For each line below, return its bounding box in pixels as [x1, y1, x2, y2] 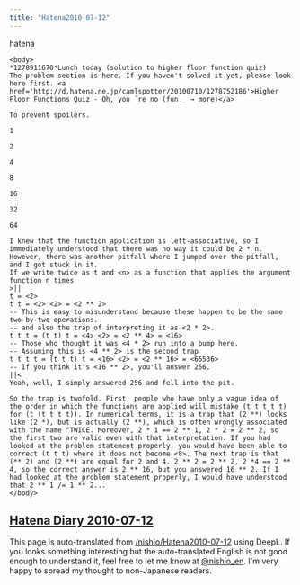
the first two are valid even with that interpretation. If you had [9, 433, 271, 442]
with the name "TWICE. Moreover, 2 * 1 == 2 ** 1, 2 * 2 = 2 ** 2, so [9, 425, 279, 435]
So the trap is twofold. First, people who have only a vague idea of [9, 393, 279, 403]
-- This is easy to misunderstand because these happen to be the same [9, 307, 283, 316]
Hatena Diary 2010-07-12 [9, 513, 154, 528]
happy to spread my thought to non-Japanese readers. [9, 565, 213, 576]
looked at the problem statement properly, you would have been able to [9, 441, 287, 450]
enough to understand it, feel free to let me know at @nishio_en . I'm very [9, 555, 278, 567]
